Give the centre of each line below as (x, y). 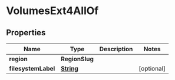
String (70, 69)
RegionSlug (77, 59)
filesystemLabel (32, 69)
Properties (26, 33)
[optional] (152, 69)
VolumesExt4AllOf (52, 11)
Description (116, 49)
